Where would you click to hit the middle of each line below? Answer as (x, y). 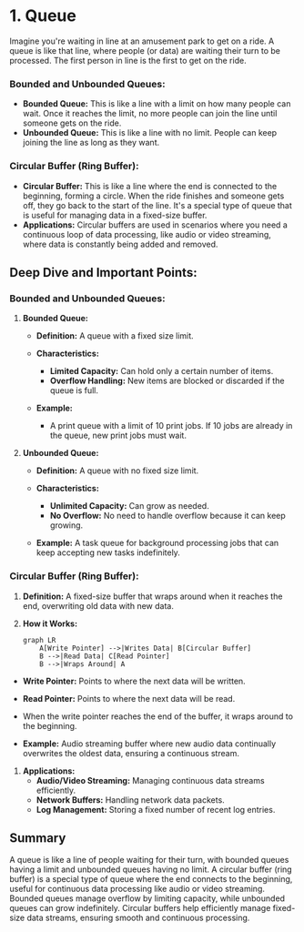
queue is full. (74, 390)
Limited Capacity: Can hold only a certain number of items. (162, 371)
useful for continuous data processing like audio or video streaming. (137, 889)
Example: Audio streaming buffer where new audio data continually (149, 744)
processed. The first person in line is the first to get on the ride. (128, 60)
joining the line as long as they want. (91, 143)
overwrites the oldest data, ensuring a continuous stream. (131, 753)
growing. (66, 525)
